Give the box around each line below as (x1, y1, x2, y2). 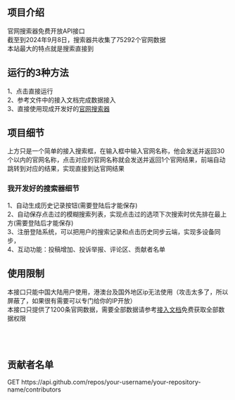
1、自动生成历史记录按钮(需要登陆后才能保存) (7, 201, 138, 209)
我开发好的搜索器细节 (7, 183, 80, 193)
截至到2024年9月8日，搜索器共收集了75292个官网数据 (7, 35, 166, 44)
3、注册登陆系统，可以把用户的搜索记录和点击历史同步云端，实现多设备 (7, 227, 215, 236)
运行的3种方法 (7, 67, 69, 79)
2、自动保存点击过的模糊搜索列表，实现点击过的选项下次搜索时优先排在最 (7, 209, 221, 218)
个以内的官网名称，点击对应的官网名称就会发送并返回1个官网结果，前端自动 (7, 155, 226, 164)
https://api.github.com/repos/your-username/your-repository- (20, 378, 202, 387)
